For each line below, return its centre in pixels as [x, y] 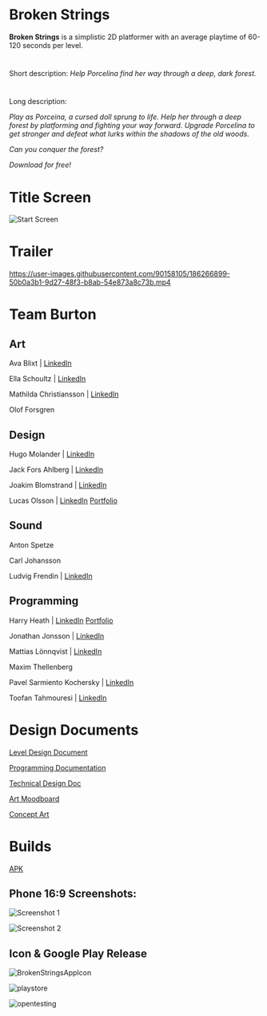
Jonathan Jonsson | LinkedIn [57, 635]
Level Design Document [48, 752]
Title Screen [50, 197]
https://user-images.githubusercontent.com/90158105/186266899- [120, 274]
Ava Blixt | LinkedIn [40, 363]
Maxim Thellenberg [41, 667]
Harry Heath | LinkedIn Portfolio [62, 620]
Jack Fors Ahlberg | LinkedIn [56, 470]
